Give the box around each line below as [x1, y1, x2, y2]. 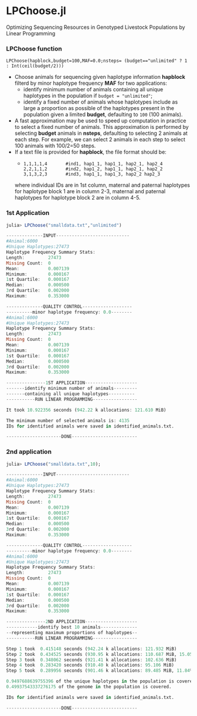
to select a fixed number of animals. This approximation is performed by [14, 124, 189, 131]
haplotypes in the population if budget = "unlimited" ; [23, 92, 153, 100]
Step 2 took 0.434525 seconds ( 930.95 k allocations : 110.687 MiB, [6, 651, 177, 657]
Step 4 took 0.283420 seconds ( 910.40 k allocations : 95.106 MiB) [6, 662, 175, 668]
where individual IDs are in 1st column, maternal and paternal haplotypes [14, 181, 191, 189]
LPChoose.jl [6, 4, 66, 18]
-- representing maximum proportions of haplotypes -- [6, 630, 138, 636]
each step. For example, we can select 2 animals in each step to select [14, 136, 186, 143]
